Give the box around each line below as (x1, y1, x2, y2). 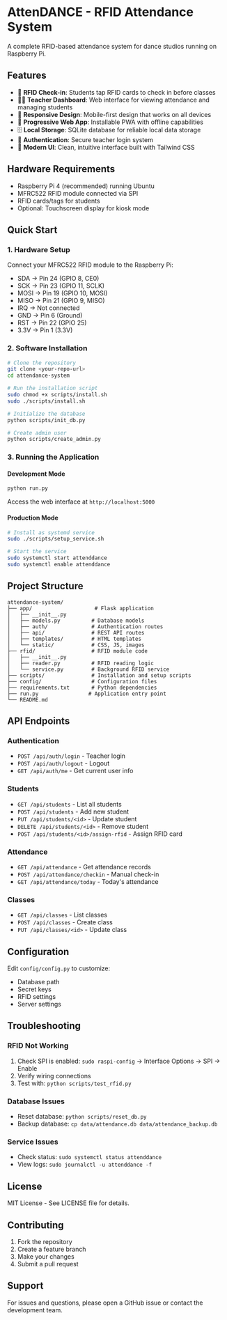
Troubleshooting (7, 1020, 81, 1032)
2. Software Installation (7, 343, 88, 353)
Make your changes (17, 1252, 75, 1261)
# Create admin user (7, 429, 68, 436)
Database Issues (7, 1096, 65, 1106)
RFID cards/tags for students (17, 196, 100, 205)
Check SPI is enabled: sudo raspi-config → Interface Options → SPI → (17, 1057, 221, 1065)
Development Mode (7, 469, 65, 478)
